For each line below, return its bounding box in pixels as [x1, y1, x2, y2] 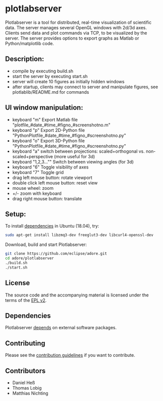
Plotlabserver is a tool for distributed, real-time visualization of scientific [5, 19, 152, 25]
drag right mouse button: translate [12, 195, 82, 201]
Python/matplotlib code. [5, 40, 54, 46]
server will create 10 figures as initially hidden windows [12, 78, 125, 84]
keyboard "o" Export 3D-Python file [12, 137, 85, 144]
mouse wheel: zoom [12, 185, 54, 191]
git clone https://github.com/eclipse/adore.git [5, 251, 107, 256]
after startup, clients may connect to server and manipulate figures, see [12, 84, 158, 90]
